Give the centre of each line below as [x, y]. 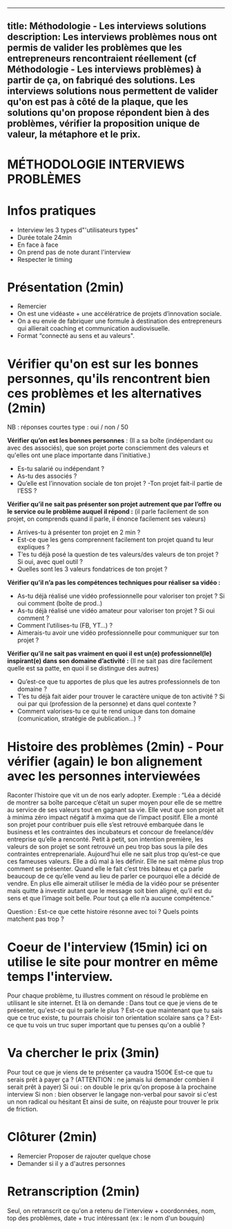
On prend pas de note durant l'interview [74, 252]
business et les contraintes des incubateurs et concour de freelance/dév [110, 832]
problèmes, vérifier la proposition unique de [104, 124]
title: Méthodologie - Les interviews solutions [107, 26]
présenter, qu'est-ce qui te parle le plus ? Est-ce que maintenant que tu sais [115, 1010]
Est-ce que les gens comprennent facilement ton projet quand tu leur [115, 540]
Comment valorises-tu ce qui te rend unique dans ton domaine [106, 711]
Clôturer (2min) [52, 1137]
